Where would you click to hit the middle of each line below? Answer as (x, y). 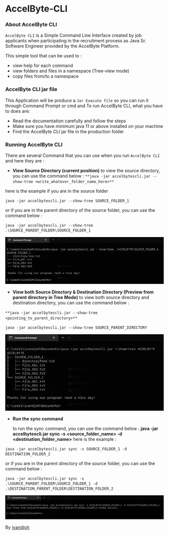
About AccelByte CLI (31, 25)
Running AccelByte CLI (34, 144)
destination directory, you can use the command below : (71, 302)
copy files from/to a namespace (46, 77)
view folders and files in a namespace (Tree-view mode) (71, 71)
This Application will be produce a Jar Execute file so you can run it (77, 100)
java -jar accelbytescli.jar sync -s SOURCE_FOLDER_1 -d (66, 449)
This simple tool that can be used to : (44, 56)
